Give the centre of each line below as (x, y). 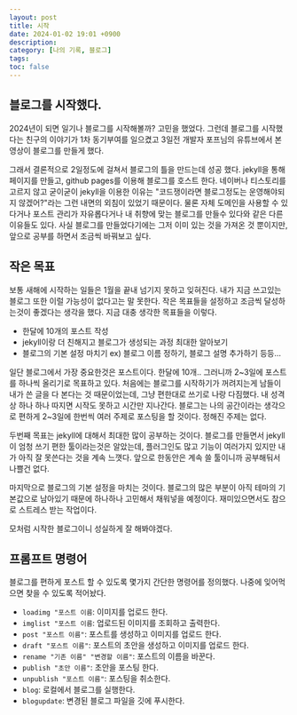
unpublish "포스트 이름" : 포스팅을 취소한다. (96, 679)
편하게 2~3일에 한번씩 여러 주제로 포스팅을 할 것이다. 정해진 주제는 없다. (143, 416)
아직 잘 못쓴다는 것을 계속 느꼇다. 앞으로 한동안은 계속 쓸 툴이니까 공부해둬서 (149, 457)
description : (33, 42)
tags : (19, 59)
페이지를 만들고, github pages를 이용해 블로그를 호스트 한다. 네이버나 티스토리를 (148, 180)
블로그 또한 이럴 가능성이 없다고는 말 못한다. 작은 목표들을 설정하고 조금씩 (136, 301)
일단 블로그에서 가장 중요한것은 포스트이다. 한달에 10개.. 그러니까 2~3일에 (136, 372)
